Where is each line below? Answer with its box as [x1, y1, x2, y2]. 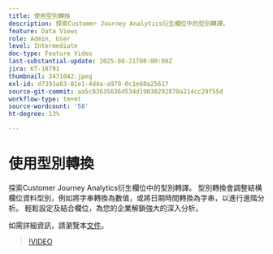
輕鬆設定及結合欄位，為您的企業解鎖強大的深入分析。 [24, 203, 203, 213]
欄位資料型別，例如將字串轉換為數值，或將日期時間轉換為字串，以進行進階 [8, 192, 258, 203]
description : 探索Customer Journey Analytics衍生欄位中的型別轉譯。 [8, 19, 229, 28]
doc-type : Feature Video [8, 50, 93, 58]
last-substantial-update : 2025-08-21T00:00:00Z [8, 58, 173, 66]
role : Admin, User [8, 34, 71, 43]
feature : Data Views [8, 27, 79, 35]
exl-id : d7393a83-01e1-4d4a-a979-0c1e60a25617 [8, 80, 169, 88]
